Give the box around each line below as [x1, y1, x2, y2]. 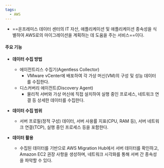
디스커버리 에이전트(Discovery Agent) [19, 84, 93, 91]
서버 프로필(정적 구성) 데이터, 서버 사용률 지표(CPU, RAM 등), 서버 [19, 118, 146, 124]
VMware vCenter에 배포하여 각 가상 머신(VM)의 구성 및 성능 [27, 72, 143, 79]
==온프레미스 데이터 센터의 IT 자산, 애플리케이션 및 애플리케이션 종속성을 [12, 26, 152, 32]
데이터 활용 [12, 135, 33, 140]
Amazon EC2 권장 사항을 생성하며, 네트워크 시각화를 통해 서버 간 [19, 151, 144, 157]
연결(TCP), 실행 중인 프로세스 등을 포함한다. [25, 124, 109, 130]
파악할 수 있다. [25, 157, 53, 163]
